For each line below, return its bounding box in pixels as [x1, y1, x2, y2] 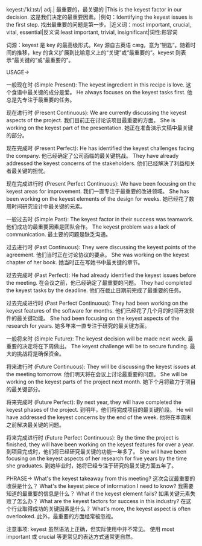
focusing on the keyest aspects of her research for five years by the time [6, 455, 187, 462]
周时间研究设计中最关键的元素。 [6, 203, 86, 210]
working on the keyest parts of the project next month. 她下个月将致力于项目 [6, 378, 196, 385]
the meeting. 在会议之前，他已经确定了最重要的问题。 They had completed [6, 279, 192, 286]
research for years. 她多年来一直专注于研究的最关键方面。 [6, 322, 150, 329]
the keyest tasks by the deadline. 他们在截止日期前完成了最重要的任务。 [6, 287, 185, 294]
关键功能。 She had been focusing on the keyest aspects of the [22, 314, 180, 322]
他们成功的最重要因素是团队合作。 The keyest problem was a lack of [6, 223, 176, 230]
